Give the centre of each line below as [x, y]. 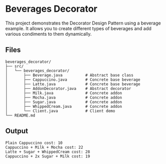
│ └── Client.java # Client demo [60, 111]
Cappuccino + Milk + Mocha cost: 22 [44, 147]
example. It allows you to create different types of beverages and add [78, 28]
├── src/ [15, 66]
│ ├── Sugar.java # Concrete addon [64, 102]
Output [17, 131]
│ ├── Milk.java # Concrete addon [64, 93]
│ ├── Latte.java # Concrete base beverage [73, 84]
